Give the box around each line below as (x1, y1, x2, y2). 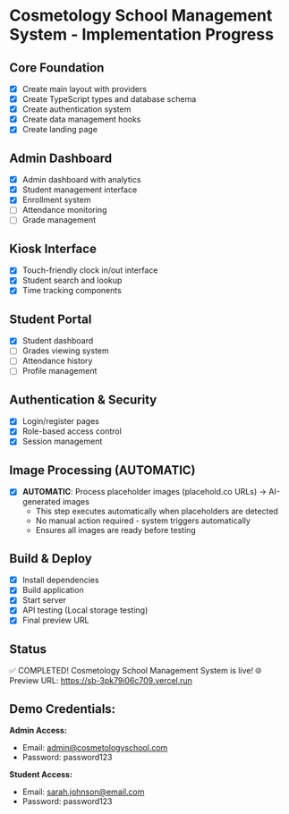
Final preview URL (21, 615, 89, 626)
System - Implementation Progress (9, 24, 275, 45)
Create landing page (21, 124, 98, 135)
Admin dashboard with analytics (21, 174, 141, 185)
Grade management (21, 215, 97, 225)
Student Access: (9, 769, 73, 780)
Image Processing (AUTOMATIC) (9, 462, 196, 478)
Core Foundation (9, 60, 105, 75)
